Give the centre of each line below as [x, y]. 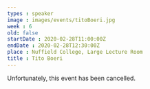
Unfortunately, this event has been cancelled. [72, 78]
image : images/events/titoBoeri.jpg [61, 20]
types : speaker [30, 13]
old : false [23, 33]
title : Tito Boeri [35, 59]
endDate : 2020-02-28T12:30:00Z [53, 46]
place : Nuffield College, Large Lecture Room [75, 52]
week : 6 [20, 26]
